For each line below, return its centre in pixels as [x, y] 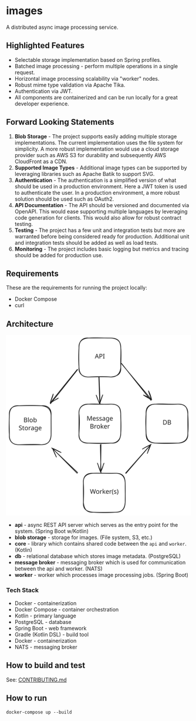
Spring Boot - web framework [50, 628]
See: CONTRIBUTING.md [36, 680]
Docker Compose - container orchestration [67, 609]
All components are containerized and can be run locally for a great [96, 97]
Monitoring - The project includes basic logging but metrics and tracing [102, 249]
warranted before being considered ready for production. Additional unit [102, 236]
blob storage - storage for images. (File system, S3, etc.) [83, 537]
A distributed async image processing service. [62, 27]
